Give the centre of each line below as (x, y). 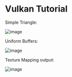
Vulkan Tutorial (36, 9)
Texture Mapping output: (30, 60)
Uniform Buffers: (22, 41)
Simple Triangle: (21, 22)
